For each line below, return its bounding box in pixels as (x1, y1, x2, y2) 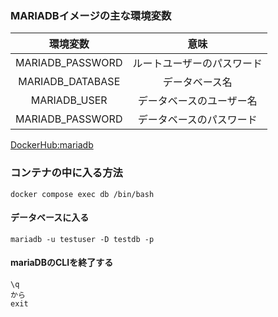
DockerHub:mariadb (10, 139, 94, 151)
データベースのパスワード (137, 113, 258, 127)
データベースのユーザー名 (137, 94, 258, 108)
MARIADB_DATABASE (18, 75, 121, 89)
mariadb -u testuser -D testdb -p (10, 234, 155, 244)
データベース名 (162, 75, 233, 89)
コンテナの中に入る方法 (10, 166, 123, 180)
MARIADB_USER (30, 93, 108, 107)
